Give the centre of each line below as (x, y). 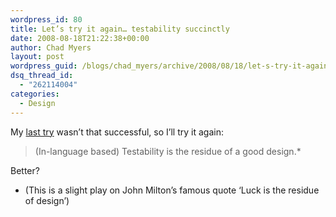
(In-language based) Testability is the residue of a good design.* (168, 151)
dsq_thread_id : (42, 76)
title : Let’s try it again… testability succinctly (120, 29)
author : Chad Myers (51, 47)
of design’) (47, 200)
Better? (25, 170)
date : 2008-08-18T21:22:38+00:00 (80, 38)
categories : (35, 94)
